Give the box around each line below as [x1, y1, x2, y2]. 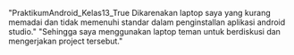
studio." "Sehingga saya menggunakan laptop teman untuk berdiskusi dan [8, 27, 281, 36]
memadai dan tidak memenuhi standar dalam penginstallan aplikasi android [8, 17, 286, 27]
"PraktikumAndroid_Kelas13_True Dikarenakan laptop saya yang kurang [8, 8, 272, 18]
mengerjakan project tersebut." [8, 35, 123, 46]
